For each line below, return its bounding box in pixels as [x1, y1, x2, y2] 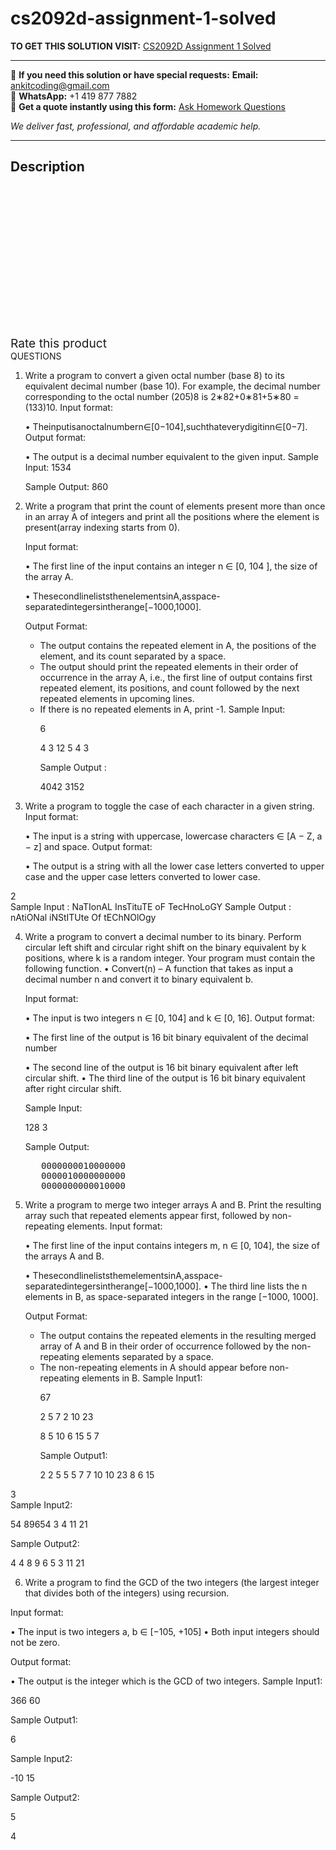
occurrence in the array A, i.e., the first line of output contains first [39, 671, 313, 683]
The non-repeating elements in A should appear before [39, 1361, 268, 1373]
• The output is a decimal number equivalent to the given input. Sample [24, 450, 319, 462]
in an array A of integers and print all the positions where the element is [24, 510, 320, 522]
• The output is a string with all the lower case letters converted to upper [24, 860, 325, 872]
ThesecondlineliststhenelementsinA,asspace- [32, 590, 221, 602]
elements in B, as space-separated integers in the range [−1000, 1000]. [24, 1290, 319, 1302]
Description [10, 158, 85, 176]
